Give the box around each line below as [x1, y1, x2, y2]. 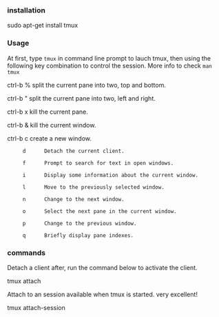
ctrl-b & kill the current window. [7, 121, 96, 129]
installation [7, 6, 46, 15]
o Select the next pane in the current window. [22, 207, 177, 215]
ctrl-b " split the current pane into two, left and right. [7, 94, 156, 102]
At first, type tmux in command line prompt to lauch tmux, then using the [7, 54, 211, 62]
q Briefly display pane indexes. [22, 232, 134, 239]
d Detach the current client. [22, 147, 125, 154]
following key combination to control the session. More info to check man [7, 61, 212, 70]
